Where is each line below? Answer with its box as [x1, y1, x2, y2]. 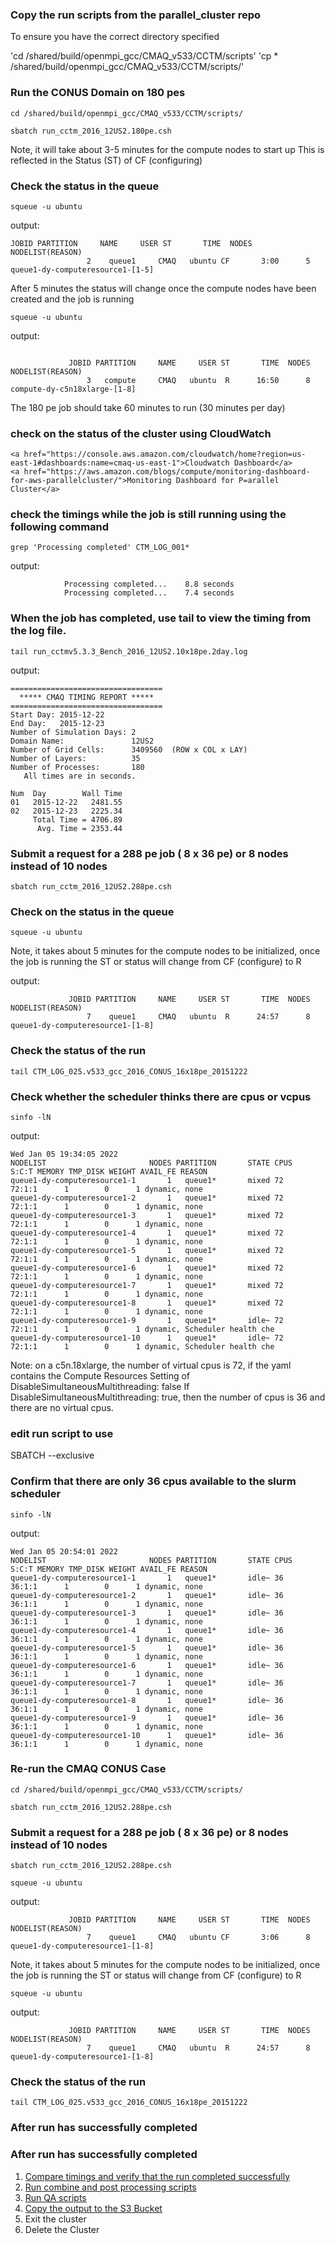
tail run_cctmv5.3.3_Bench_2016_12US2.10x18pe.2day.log [10, 646, 248, 657]
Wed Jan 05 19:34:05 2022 [10, 1149, 118, 1159]
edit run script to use [10, 1426, 114, 1440]
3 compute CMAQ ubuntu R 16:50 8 [86, 375, 311, 385]
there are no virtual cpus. [10, 1401, 114, 1413]
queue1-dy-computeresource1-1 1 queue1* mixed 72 [10, 1175, 284, 1185]
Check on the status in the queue [10, 905, 175, 918]
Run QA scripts [24, 2191, 87, 2203]
